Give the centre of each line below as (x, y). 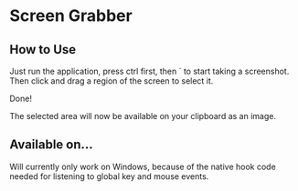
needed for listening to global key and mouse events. (109, 176)
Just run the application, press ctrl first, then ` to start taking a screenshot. (149, 71)
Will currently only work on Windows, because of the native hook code (143, 166)
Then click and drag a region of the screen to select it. (112, 81)
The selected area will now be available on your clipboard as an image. (143, 116)
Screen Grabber (71, 16)
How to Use (43, 50)
